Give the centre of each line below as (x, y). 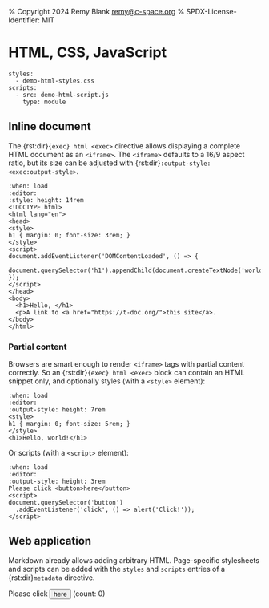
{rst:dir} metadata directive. (52, 578)
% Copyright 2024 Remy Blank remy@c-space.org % (96, 12)
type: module (44, 102)
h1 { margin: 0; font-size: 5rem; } (69, 424)
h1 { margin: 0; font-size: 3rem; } (69, 235)
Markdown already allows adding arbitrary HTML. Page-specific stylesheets (134, 560)
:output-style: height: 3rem (57, 482)
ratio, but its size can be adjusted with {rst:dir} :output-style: (110, 163)
